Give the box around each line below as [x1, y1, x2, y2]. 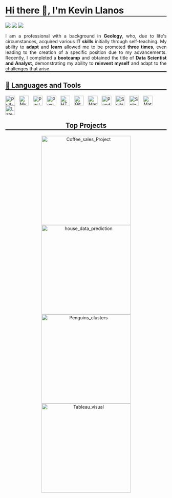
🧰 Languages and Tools [5, 81, 81, 90]
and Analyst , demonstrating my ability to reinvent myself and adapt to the [5, 60, 167, 66]
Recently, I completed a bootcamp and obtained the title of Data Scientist [5, 54, 167, 61]
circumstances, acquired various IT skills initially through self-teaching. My [5, 38, 167, 44]
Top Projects [66, 121, 106, 130]
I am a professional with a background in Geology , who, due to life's [5, 33, 167, 39]
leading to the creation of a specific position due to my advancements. [5, 49, 167, 55]
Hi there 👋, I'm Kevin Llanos [5, 5, 124, 16]
